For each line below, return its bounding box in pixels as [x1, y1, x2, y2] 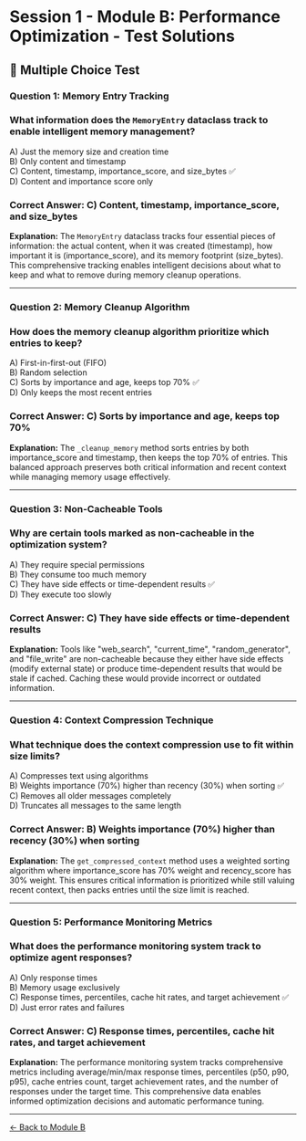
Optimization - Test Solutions [9, 26, 235, 47]
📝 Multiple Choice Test [9, 62, 140, 78]
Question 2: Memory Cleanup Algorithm [9, 301, 190, 314]
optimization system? [9, 539, 107, 551]
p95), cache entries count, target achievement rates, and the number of [9, 1076, 280, 1087]
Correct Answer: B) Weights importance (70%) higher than [9, 823, 276, 836]
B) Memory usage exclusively [9, 981, 120, 992]
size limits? [9, 749, 61, 762]
